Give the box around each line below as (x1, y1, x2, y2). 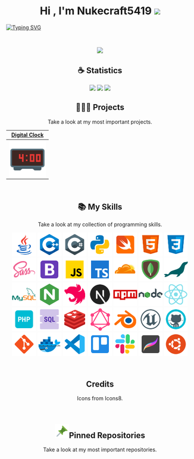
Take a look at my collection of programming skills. (37, 221, 162, 228)
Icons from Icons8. (77, 395, 123, 402)
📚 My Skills (77, 202, 123, 212)
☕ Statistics (77, 65, 123, 76)
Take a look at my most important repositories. (43, 446, 157, 453)
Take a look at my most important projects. (47, 118, 153, 125)
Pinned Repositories (68, 430, 146, 441)
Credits (86, 379, 114, 389)
